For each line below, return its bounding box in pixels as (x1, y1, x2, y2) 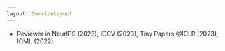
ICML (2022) (16, 36, 54, 45)
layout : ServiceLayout (6, 10, 73, 17)
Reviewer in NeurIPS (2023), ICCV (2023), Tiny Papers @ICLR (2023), (16, 29, 219, 38)
